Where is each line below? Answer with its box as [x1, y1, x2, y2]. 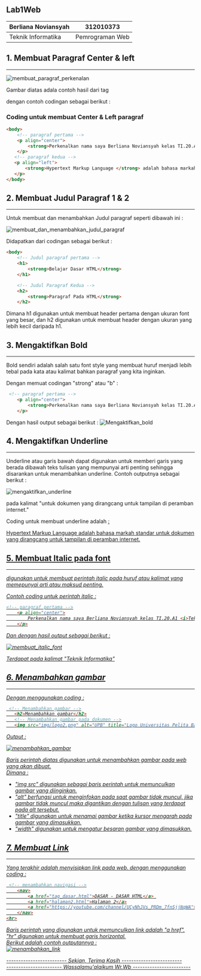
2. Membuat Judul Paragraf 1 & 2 [6, 193, 130, 203]
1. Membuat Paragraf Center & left [6, 53, 135, 64]
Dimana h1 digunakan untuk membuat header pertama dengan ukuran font [6, 310, 190, 317]
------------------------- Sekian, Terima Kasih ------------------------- [6, 957, 182, 964]
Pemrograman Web [75, 32, 130, 41]
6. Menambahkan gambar [6, 672, 106, 682]
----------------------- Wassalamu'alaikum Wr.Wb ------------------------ [6, 963, 191, 971]
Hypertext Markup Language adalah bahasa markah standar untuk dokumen [6, 530, 194, 537]
